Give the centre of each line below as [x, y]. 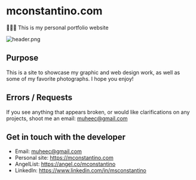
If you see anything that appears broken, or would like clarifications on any [98, 112]
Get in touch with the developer [66, 137]
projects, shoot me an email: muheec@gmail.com [67, 118]
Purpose [22, 58]
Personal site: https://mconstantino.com [64, 158]
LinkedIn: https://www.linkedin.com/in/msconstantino [80, 170]
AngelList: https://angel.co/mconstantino [65, 164]
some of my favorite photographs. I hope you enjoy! [70, 78]
